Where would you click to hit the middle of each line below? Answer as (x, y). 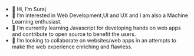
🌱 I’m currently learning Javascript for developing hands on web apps (96, 28)
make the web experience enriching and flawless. (72, 47)
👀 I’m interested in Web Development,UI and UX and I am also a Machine (100, 15)
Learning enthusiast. (37, 22)
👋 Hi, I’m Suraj (29, 9)
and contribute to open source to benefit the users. (74, 34)
